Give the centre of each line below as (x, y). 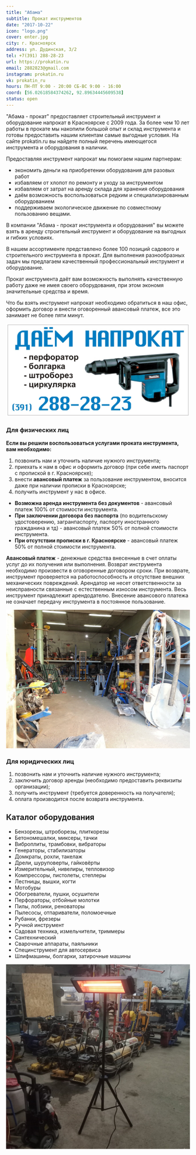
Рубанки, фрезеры (38, 919)
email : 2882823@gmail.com (37, 68)
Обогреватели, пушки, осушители (57, 894)
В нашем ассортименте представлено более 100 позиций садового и (92, 248)
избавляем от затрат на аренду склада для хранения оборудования (99, 189)
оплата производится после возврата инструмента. (79, 799)
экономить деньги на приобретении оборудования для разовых (94, 170)
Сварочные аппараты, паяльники (56, 943)
